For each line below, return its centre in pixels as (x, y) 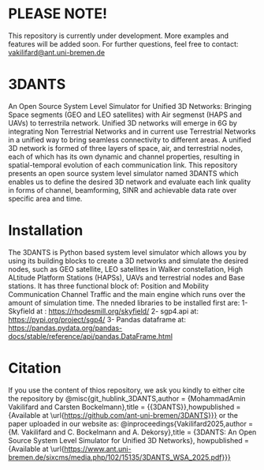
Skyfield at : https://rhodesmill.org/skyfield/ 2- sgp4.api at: (104, 311)
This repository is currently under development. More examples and (119, 36)
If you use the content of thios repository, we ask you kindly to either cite (126, 390)
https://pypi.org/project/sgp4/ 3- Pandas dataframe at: (97, 319)
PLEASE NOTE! (58, 14)
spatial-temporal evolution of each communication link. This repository (123, 165)
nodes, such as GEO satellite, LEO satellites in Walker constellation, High (126, 269)
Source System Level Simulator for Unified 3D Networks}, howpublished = (129, 440)
